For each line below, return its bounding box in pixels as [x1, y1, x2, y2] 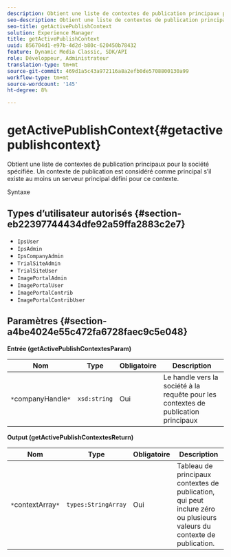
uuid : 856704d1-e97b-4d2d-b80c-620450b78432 [7, 42, 137, 49]
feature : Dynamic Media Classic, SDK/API [7, 49, 128, 56]
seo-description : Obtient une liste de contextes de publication [7, 17, 198, 23]
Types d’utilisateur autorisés [7, 208, 133, 220]
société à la [163, 381, 201, 390]
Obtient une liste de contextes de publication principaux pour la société [7, 160, 210, 169]
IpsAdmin [16, 245, 43, 252]
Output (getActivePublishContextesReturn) [7, 433, 134, 441]
